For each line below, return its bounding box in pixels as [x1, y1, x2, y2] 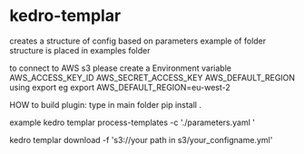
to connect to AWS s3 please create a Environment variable [9, 63, 231, 73]
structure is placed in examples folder [9, 44, 151, 55]
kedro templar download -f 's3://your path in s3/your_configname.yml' [9, 134, 273, 145]
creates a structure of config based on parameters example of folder [9, 35, 267, 46]
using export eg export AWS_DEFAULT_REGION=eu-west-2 [9, 82, 230, 92]
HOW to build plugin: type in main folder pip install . [9, 99, 202, 110]
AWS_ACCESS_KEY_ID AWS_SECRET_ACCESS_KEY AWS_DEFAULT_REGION [9, 72, 296, 82]
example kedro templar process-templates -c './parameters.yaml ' [9, 117, 256, 128]
